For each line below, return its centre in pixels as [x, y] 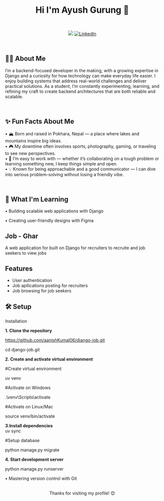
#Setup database [23, 440]
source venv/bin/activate [30, 416]
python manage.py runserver [34, 469]
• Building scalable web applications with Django [54, 211]
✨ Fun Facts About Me [40, 121]
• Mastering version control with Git [41, 478]
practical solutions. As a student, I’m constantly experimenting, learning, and [82, 86]
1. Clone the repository [29, 330]
